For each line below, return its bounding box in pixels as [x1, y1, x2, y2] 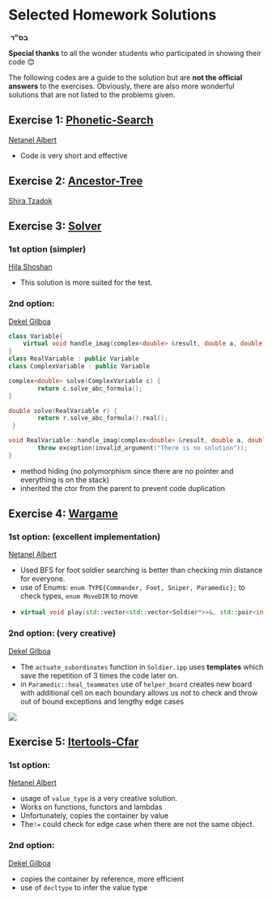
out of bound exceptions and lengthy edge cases [19, 696, 185, 706]
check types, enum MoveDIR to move [19, 591, 138, 601]
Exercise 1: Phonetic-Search [8, 114, 154, 127]
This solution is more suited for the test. [19, 278, 153, 287]
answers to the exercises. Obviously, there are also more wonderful [8, 81, 235, 91]
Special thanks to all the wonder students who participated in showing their [8, 48, 261, 58]
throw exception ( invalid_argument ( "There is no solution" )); [37, 444, 249, 452]
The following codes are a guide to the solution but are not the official [8, 72, 243, 82]
